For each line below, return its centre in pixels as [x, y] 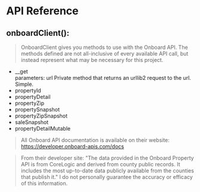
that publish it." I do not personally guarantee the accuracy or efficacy [107, 177]
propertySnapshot [37, 109]
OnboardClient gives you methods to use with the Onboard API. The [104, 47]
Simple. [24, 84]
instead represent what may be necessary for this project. [92, 60]
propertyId [28, 90]
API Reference [42, 11]
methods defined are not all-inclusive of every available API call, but [104, 54]
